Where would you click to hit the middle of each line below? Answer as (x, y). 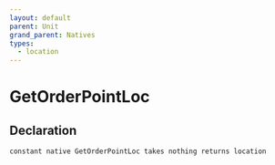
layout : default (40, 18)
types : (22, 43)
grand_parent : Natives (52, 35)
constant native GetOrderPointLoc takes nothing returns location (138, 151)
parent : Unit (34, 26)
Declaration (43, 130)
